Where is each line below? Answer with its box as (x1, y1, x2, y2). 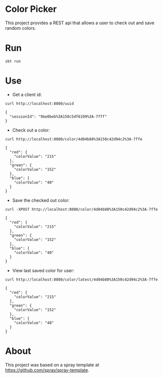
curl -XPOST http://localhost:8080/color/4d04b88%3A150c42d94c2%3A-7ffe (5, 207, 158, 212)
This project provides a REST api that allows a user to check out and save (5, 20, 155, 26)
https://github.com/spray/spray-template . (5, 367, 89, 373)
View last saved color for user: (12, 267, 75, 273)
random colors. (5, 25, 36, 31)
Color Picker (5, 3, 57, 15)
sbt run (5, 58, 21, 64)
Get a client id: (12, 92, 42, 97)
